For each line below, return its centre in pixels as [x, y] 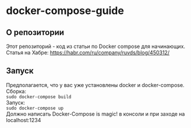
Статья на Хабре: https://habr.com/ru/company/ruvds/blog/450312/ [88, 53]
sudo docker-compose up [35, 108]
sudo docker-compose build [39, 97]
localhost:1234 [24, 120]
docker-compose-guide [65, 11]
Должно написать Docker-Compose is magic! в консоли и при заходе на [95, 114]
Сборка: [16, 91]
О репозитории [35, 32]
